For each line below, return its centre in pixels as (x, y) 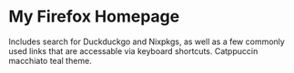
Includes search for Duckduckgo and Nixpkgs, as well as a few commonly (147, 41)
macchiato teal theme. (50, 60)
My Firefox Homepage (94, 17)
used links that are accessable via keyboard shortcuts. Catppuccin (133, 50)
